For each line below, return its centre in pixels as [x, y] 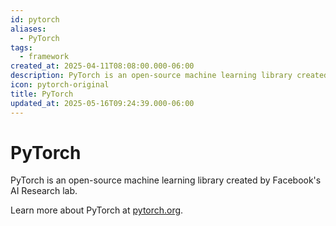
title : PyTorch [42, 94]
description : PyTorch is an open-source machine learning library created [169, 76]
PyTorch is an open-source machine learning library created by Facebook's [166, 180]
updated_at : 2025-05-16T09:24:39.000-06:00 [102, 103]
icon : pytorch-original [60, 85]
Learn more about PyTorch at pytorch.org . [97, 210]
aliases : [28, 29]
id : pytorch [35, 19]
